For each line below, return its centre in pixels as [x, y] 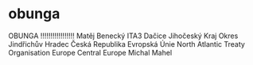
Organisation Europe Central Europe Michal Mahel [90, 52]
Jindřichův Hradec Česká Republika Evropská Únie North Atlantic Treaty [127, 44]
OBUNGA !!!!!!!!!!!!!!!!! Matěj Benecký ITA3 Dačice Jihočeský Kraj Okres [123, 36]
